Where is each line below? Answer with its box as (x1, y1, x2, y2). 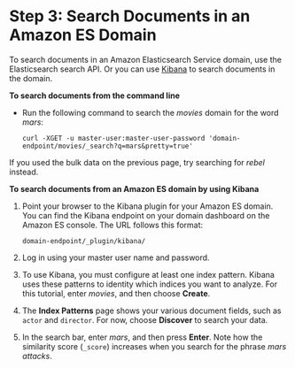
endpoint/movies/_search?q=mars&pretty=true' (21, 142, 193, 150)
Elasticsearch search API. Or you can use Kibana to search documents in (9, 64, 276, 74)
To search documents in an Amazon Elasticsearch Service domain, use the (9, 54, 282, 65)
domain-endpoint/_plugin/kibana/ (21, 236, 146, 245)
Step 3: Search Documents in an (9, 6, 251, 27)
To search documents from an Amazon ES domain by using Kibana (9, 183, 260, 194)
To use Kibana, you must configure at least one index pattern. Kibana (21, 269, 275, 280)
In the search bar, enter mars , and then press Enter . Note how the (21, 332, 263, 342)
